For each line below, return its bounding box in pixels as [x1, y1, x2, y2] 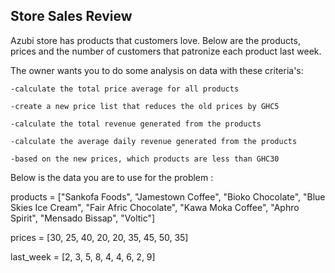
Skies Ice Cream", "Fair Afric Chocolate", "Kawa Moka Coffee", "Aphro [10, 201, 300, 213]
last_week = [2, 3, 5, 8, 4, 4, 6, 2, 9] [10, 250, 156, 263]
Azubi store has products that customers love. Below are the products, [10, 34, 301, 46]
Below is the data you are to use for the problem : [10, 171, 214, 183]
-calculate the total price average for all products [10, 84, 240, 94]
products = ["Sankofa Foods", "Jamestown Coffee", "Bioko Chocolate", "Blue [10, 190, 326, 203]
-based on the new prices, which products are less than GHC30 [10, 154, 280, 164]
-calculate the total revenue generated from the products [10, 119, 262, 129]
